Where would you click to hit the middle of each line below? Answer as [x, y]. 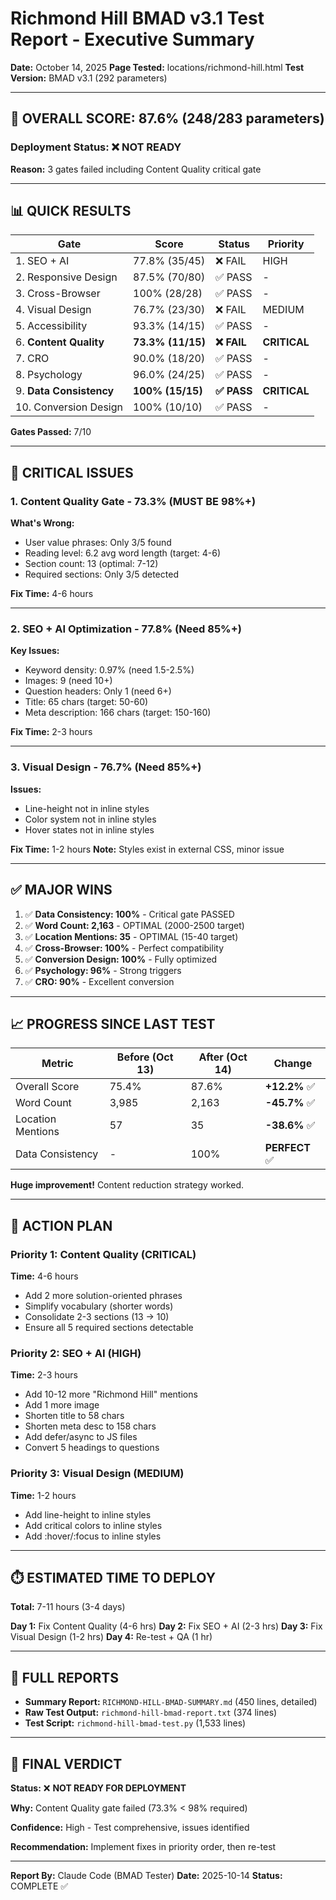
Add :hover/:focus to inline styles [93, 1536]
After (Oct [223, 1057]
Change [293, 1064]
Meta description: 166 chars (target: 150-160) [118, 713]
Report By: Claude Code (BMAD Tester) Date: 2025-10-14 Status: [146, 1876]
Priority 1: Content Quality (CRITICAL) [103, 1254]
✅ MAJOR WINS [61, 890]
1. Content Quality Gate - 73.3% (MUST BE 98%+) [133, 501]
